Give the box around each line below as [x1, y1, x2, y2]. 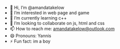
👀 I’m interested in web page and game [9, 10, 90, 16]
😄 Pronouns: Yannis [9, 33, 51, 39]
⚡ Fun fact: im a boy [9, 38, 51, 44]
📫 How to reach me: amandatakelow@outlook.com [9, 26, 115, 31]
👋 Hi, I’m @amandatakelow [9, 5, 65, 10]
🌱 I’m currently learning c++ [9, 15, 67, 21]
